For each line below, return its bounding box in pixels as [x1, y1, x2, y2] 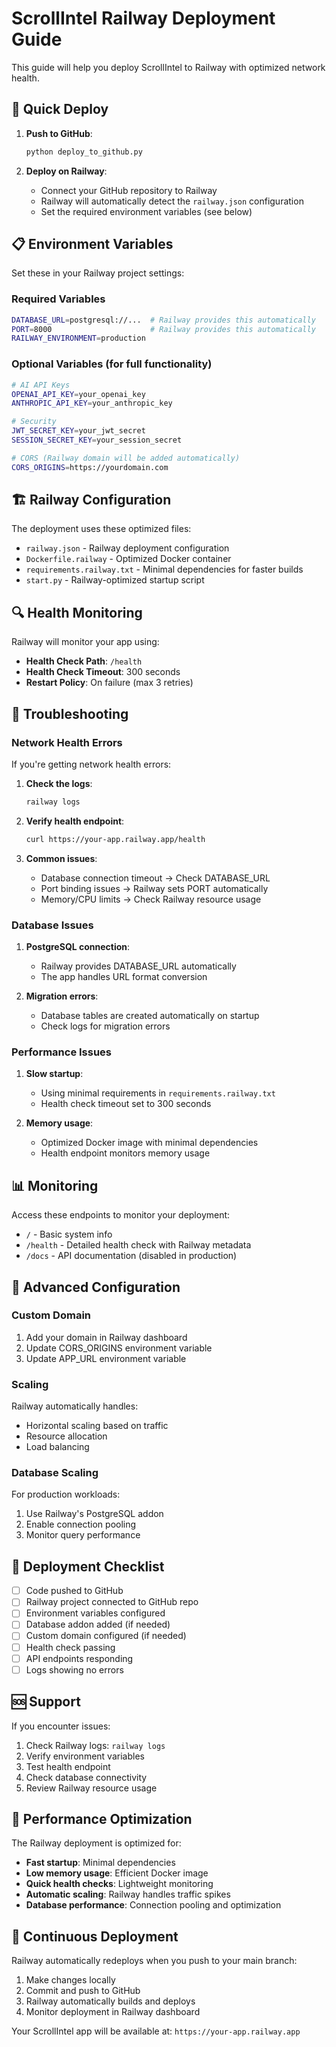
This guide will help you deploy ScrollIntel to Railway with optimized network [11, 61, 326, 73]
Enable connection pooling [25, 1518, 137, 1531]
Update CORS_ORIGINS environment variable [25, 1342, 213, 1354]
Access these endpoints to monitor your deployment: [11, 1209, 231, 1221]
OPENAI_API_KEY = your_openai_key [11, 389, 146, 399]
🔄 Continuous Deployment [11, 1928, 179, 1945]
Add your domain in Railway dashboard [25, 1331, 188, 1343]
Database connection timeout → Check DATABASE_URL [40, 872, 271, 884]
